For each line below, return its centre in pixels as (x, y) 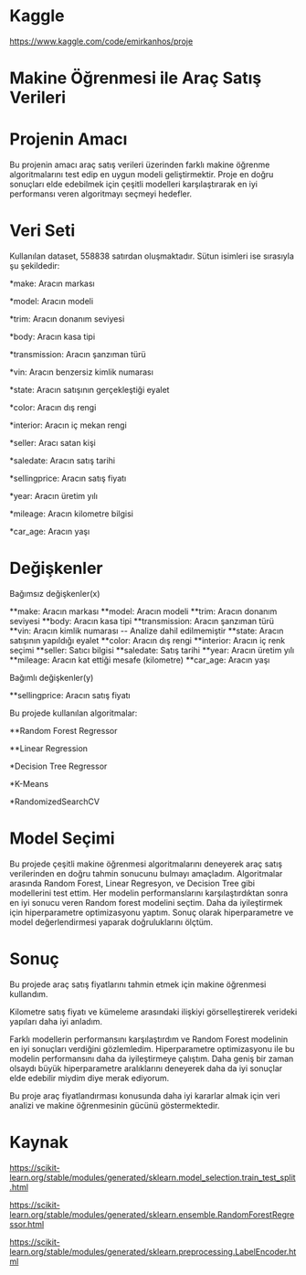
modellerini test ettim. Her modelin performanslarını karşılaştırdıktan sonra (149, 893)
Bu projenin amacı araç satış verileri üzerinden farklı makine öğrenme (140, 165)
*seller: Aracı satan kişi (53, 443)
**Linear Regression (49, 748)
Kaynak (39, 1142)
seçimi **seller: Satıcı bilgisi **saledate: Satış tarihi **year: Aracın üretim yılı (152, 650)
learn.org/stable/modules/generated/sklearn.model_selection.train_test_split (153, 1177)
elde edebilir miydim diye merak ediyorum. (90, 1078)
